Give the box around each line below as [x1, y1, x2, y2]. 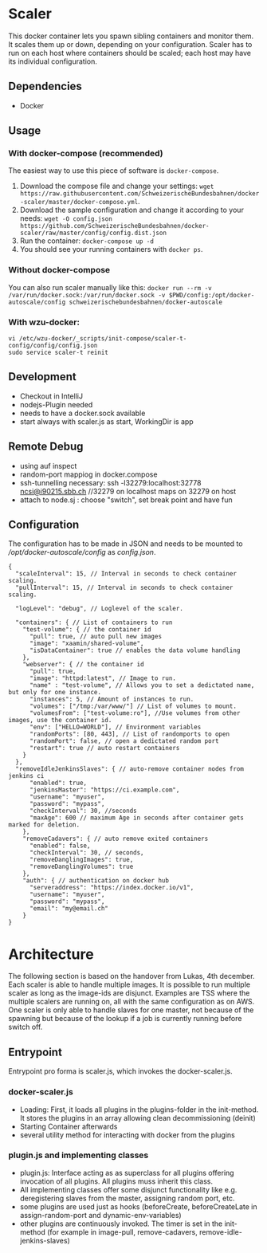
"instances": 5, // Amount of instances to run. [29, 695, 194, 704]
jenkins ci [8, 772, 45, 780]
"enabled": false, [29, 842, 91, 850]
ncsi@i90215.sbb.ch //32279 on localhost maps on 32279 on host [19, 486, 237, 496]
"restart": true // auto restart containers [29, 744, 180, 752]
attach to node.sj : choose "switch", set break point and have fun [19, 495, 233, 505]
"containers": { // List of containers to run [15, 619, 173, 626]
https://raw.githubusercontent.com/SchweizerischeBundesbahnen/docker [19, 190, 260, 198]
